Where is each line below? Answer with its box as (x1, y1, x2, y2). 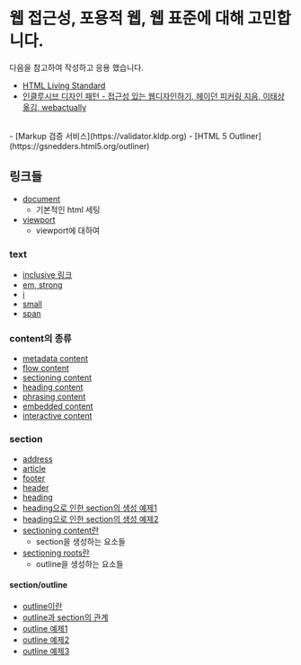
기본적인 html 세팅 (35, 204, 101, 215)
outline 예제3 (22, 645, 70, 656)
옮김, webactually (22, 102, 87, 112)
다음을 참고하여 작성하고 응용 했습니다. (9, 62, 144, 73)
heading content (22, 382, 84, 393)
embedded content (22, 401, 93, 412)
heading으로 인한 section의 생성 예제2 (22, 513, 159, 524)
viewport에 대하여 (35, 225, 101, 235)
